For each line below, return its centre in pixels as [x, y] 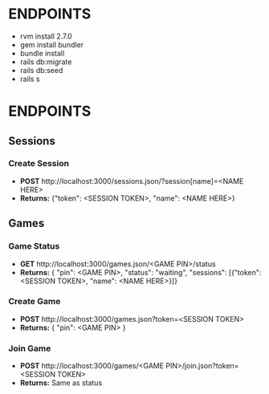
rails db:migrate [46, 62]
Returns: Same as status [61, 383]
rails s [30, 79]
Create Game [35, 302]
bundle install [42, 53]
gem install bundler [52, 44]
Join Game [30, 348]
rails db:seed [41, 70]
